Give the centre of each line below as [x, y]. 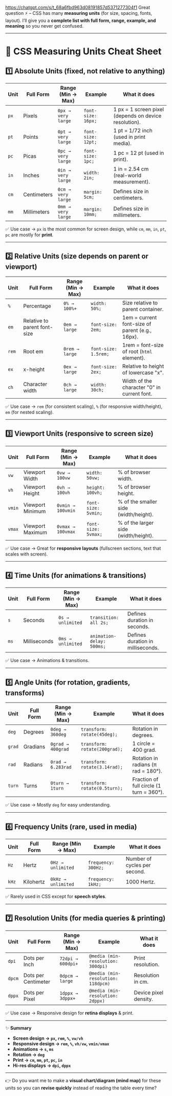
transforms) [25, 693]
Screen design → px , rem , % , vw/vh [48, 1038]
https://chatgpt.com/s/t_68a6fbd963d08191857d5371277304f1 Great [78, 7]
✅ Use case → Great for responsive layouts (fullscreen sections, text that [83, 548]
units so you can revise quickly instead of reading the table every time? [81, 1088]
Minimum [35, 511]
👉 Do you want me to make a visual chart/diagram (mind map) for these [83, 1080]
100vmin [66, 510]
